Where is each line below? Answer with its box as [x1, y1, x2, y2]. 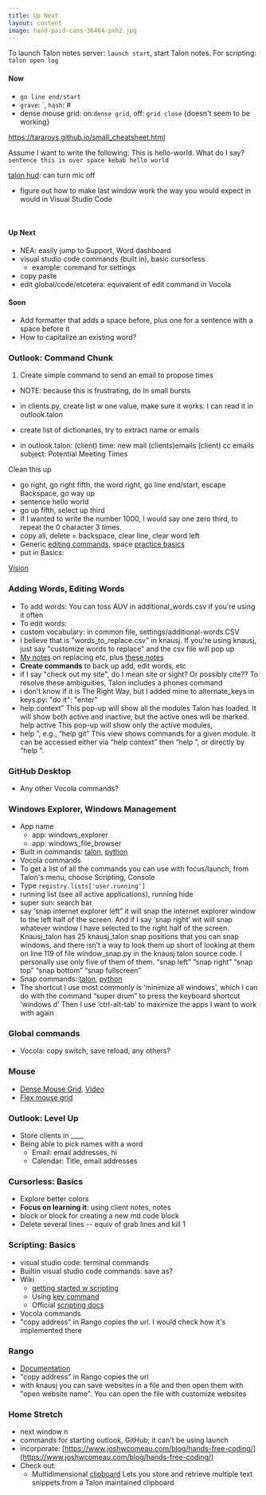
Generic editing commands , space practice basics [19, 539, 186, 549]
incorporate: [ [19, 1444, 65, 1454]
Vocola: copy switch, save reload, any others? [19, 1046, 171, 1055]
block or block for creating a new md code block [19, 1211, 179, 1221]
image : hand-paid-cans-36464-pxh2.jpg [8, 26, 137, 34]
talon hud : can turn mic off [8, 170, 96, 179]
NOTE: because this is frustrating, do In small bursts [19, 386, 191, 396]
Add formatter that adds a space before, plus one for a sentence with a [19, 315, 253, 325]
